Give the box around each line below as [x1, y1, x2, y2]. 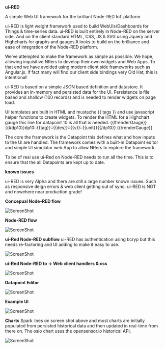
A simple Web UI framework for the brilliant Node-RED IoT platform [5, 14, 140, 19]
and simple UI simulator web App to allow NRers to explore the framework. [5, 145, 156, 150]
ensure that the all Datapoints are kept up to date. [5, 160, 106, 165]
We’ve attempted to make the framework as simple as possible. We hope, [5, 54, 154, 59]
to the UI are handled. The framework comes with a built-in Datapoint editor [5, 139, 159, 145]
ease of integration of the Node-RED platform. [5, 44, 98, 50]
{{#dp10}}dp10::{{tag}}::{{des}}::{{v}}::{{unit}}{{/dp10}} [5, 125, 116, 131]
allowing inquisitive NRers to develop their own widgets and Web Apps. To [5, 59, 156, 64]
